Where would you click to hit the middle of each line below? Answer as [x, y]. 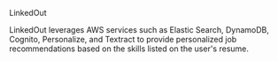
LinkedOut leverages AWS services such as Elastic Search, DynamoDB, [139, 30]
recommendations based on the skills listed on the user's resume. [129, 49]
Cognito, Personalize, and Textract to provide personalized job [123, 39]
